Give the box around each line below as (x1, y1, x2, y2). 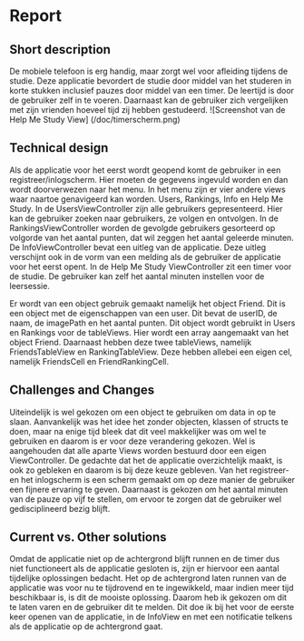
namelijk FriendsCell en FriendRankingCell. (9, 356, 170, 366)
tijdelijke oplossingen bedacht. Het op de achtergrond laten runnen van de (9, 573, 288, 584)
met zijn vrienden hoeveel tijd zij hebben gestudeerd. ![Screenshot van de (9, 105, 286, 115)
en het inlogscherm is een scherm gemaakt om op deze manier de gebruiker (9, 474, 296, 485)
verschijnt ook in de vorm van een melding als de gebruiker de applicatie (9, 251, 281, 262)
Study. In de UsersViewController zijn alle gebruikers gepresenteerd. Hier (9, 203, 283, 214)
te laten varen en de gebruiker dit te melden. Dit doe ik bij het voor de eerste (9, 602, 295, 613)
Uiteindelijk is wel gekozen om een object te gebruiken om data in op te (9, 406, 277, 417)
